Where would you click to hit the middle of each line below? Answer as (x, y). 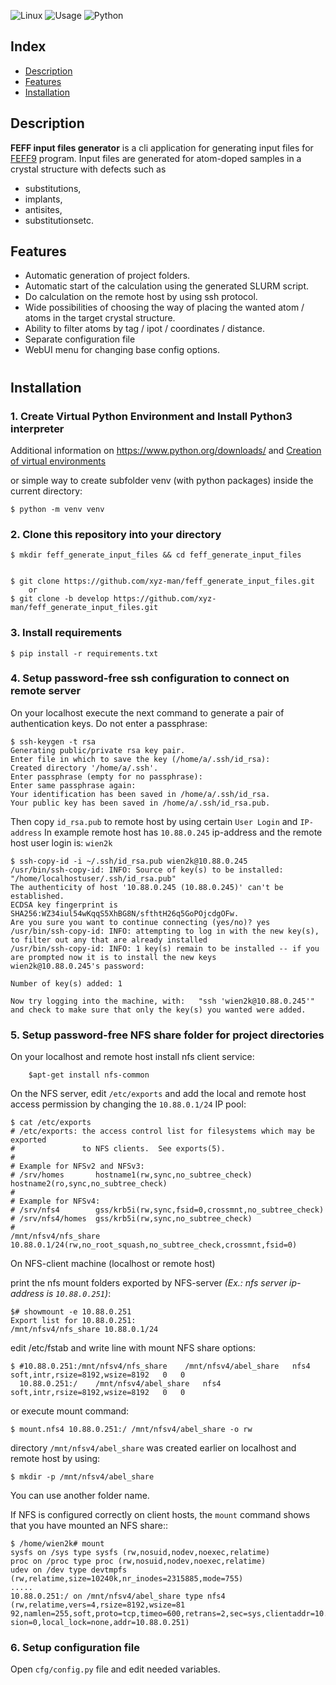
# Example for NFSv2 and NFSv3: (77, 1166)
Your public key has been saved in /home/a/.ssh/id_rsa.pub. (140, 803)
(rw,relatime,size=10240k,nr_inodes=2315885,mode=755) (127, 1579)
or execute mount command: (70, 1411)
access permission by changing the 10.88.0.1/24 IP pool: (128, 1104)
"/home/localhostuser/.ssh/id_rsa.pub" (93, 878)
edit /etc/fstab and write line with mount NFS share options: (133, 1348)
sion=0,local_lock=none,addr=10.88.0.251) (100, 1623)
